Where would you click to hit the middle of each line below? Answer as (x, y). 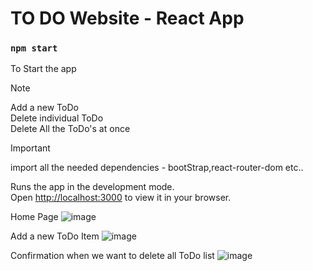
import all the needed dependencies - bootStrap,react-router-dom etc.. (157, 168)
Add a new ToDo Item (55, 236)
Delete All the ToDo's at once (70, 129)
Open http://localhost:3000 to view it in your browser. (121, 198)
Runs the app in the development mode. (92, 187)
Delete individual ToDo (57, 118)
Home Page (34, 217)
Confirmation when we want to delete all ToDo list (112, 256)
